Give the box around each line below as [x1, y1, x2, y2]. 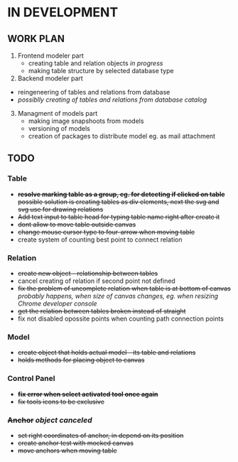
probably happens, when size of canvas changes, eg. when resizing [17, 291, 219, 300]
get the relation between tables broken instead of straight [17, 306, 186, 315]
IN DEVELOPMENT [7, 4, 119, 21]
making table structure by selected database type [28, 67, 174, 75]
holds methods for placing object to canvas [17, 356, 145, 365]
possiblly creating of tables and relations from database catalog [17, 95, 207, 104]
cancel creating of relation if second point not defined [17, 276, 175, 285]
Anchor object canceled [7, 415, 92, 425]
